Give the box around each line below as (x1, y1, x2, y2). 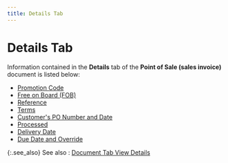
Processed (17, 120, 48, 128)
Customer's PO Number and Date (17, 113, 113, 121)
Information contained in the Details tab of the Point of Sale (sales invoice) (7, 63, 222, 71)
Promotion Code (17, 84, 64, 92)
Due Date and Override (17, 135, 83, 143)
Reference (17, 98, 47, 106)
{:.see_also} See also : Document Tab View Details (7, 148, 151, 156)
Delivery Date (17, 127, 57, 135)
